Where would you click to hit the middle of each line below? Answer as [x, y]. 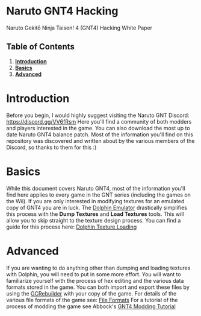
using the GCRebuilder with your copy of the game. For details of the [91, 293]
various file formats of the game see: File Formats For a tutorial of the [92, 300]
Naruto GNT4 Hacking [62, 11]
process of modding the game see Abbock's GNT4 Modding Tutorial [91, 306]
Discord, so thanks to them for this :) [51, 147]
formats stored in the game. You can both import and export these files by [98, 287]
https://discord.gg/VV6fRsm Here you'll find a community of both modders [99, 121]
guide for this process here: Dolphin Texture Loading [72, 227]
